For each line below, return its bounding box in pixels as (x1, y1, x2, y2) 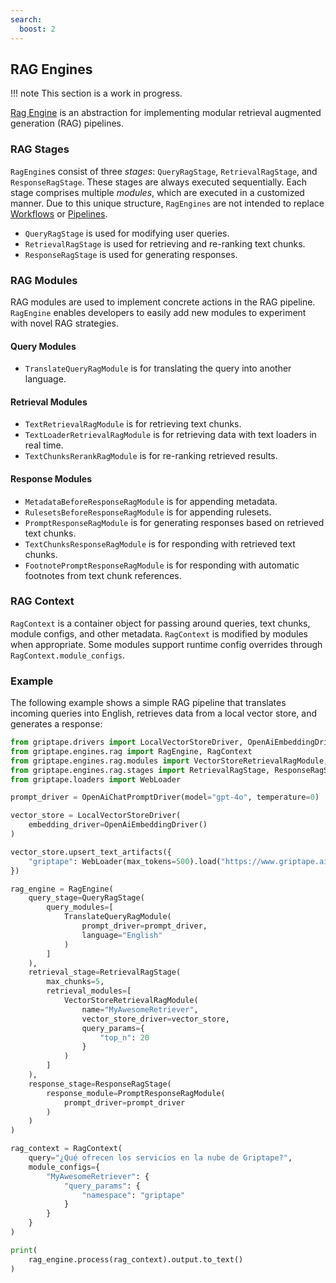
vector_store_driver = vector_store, (81, 1014, 230, 1024)
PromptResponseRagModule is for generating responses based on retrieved (24, 516, 325, 528)
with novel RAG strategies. (10, 317, 119, 329)
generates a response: (10, 718, 103, 730)
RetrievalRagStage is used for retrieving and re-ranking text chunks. (24, 237, 306, 250)
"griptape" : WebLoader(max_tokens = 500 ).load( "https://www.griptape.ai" (28, 856, 333, 866)
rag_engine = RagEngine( (10, 884, 114, 894)
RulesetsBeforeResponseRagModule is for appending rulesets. (24, 506, 272, 518)
